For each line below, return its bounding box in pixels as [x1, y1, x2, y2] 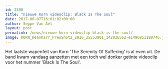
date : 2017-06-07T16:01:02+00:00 [5, 16, 75, 21]
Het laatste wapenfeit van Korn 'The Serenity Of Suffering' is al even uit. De [5, 48, 160, 55]
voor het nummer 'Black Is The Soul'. [5, 59, 81, 65]
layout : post [5, 26, 32, 31]
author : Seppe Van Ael [5, 21, 52, 26]
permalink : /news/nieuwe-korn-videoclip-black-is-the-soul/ [5, 30, 133, 35]
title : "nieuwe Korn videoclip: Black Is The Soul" [5, 12, 115, 17]
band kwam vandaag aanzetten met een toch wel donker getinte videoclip [5, 54, 157, 60]
